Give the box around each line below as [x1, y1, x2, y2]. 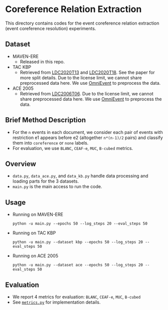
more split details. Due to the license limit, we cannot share [20, 74, 142, 81]
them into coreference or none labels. [12, 139, 89, 146]
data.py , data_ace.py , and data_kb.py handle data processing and [12, 173, 149, 179]
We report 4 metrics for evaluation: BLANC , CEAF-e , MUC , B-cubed [12, 294, 141, 299]
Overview [5, 160, 37, 168]
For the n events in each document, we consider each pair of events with [12, 129, 163, 135]
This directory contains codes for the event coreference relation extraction [5, 20, 159, 26]
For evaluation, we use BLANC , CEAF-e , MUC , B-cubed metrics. [12, 145, 133, 151]
